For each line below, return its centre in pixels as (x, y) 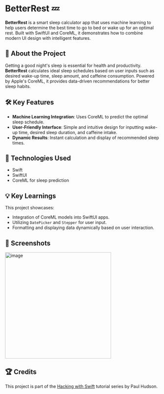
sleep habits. (18, 86)
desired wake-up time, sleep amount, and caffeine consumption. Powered (80, 76)
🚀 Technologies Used (38, 158)
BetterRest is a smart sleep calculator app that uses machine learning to (78, 22)
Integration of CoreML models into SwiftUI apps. (61, 217)
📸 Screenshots (28, 243)
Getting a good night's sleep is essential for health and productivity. (73, 65)
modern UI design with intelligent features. (48, 38)
